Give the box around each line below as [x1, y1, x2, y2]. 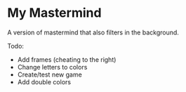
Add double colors [17, 77, 72, 86]
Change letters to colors [17, 63, 88, 71]
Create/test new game [17, 70, 82, 79]
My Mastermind [7, 5, 102, 21]
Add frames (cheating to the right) [17, 55, 117, 64]
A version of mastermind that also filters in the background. [7, 28, 179, 37]
